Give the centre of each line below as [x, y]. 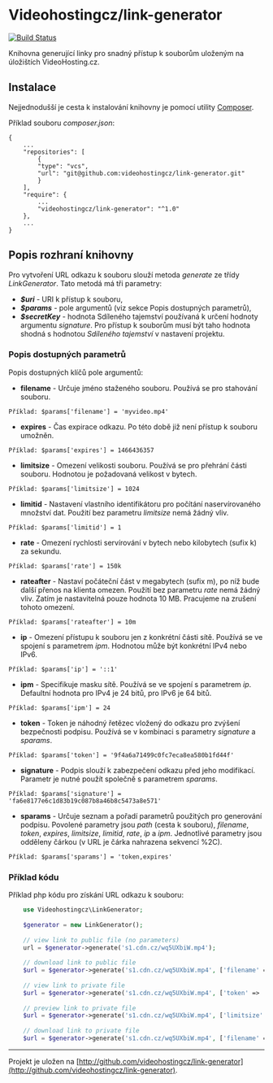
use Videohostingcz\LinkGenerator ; [83, 910]
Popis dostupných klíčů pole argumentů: [76, 372]
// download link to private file [81, 1031]
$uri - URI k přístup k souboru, [71, 299]
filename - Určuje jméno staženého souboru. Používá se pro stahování [139, 388]
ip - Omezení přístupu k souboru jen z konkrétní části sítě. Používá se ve [141, 637]
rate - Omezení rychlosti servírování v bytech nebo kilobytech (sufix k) [139, 542]
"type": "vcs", [63, 166]
